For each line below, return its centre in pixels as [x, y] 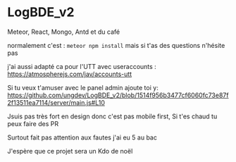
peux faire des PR [33, 123]
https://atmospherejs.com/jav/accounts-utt [70, 74]
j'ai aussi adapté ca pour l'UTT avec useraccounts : [82, 66]
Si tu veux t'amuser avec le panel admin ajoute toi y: [83, 87]
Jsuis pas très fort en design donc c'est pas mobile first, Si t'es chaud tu [112, 116]
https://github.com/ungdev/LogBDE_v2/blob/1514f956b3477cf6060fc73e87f [118, 95]
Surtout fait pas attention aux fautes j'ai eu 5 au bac [82, 137]
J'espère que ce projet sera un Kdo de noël [70, 151]
